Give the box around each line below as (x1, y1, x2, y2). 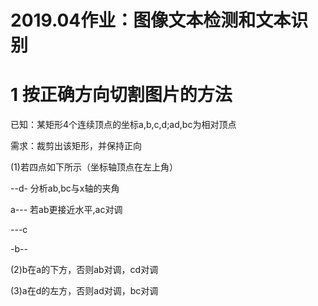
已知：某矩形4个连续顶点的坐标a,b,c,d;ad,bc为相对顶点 (10, 119, 237, 131)
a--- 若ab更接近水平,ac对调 (10, 204, 123, 216)
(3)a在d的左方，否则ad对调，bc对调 (10, 285, 159, 297)
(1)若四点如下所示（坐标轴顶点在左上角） (10, 161, 178, 173)
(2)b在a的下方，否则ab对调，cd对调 (10, 264, 159, 276)
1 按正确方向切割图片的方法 (10, 84, 233, 106)
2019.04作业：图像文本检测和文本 (10, 9, 292, 32)
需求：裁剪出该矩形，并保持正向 (10, 140, 142, 152)
